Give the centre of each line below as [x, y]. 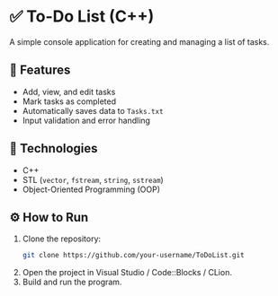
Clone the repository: [62, 239]
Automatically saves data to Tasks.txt [93, 110]
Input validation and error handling [86, 120]
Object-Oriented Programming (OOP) [91, 189]
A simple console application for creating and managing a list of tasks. [139, 41]
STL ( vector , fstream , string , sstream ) [93, 179]
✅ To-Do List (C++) [82, 17]
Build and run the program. [72, 282]
